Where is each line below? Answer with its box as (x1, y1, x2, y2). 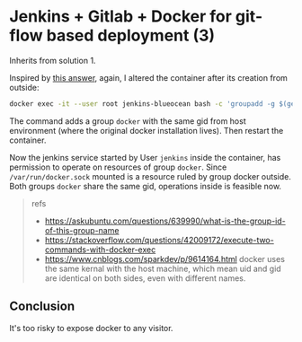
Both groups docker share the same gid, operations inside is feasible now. (9, 180, 281, 191)
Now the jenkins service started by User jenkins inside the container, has (9, 152, 281, 162)
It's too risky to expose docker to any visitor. (9, 322, 173, 333)
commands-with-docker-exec (44, 244, 156, 255)
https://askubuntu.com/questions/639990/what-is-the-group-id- (44, 215, 286, 226)
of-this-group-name (44, 224, 120, 235)
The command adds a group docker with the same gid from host (9, 115, 246, 127)
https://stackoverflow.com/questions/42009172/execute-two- (44, 234, 274, 245)
